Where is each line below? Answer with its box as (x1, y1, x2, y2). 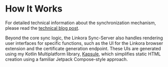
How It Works (5, 3, 63, 15)
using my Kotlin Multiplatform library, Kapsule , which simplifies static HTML (5, 51, 161, 57)
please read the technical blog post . (5, 25, 80, 31)
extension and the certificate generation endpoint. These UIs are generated (5, 45, 161, 51)
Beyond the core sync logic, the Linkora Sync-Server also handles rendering (5, 35, 163, 41)
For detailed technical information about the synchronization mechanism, (5, 20, 156, 26)
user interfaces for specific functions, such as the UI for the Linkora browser (5, 40, 163, 46)
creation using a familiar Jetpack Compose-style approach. (5, 56, 128, 62)
